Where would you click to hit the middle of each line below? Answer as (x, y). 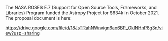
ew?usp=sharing (23, 33)
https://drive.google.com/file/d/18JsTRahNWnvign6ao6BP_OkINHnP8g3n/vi (84, 28)
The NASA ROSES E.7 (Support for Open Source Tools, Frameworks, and (81, 7)
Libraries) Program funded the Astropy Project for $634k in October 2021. (82, 13)
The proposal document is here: (38, 18)
